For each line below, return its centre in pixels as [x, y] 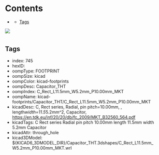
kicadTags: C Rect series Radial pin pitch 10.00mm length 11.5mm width [83, 122]
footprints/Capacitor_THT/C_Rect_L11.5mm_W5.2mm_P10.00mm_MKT [81, 101]
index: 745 [22, 60]
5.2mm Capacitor [29, 127]
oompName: [24, 97]
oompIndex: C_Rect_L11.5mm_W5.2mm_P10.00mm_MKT [68, 91]
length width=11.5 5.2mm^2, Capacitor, [49, 112]
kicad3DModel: [27, 138]
